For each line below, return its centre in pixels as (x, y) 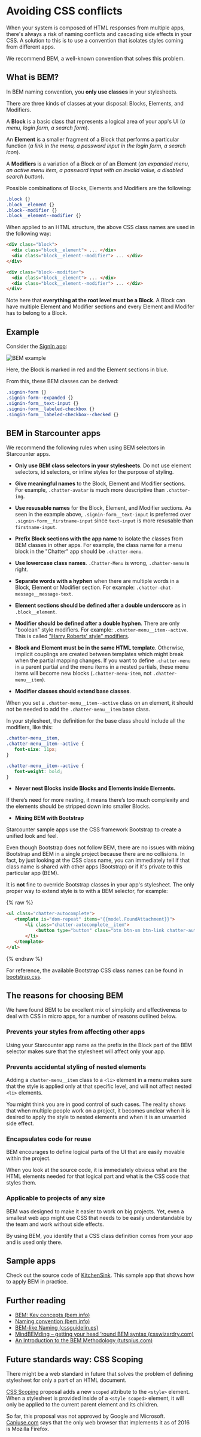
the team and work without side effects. (55, 1224)
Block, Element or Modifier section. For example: (75, 587)
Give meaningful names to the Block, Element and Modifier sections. (100, 483)
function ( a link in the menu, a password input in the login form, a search (96, 146)
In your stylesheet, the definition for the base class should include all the (96, 721)
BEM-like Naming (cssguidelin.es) (57, 1328)
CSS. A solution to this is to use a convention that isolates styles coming (95, 40)
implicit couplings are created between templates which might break (99, 654)
